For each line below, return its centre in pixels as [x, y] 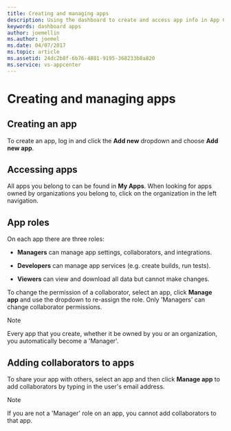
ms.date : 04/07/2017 [37, 45]
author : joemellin [33, 33]
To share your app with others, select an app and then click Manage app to [114, 379]
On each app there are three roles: [56, 239]
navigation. [23, 201]
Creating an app [42, 124]
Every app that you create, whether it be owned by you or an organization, [112, 334]
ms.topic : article [33, 52]
